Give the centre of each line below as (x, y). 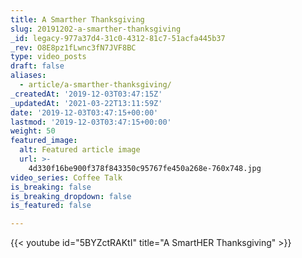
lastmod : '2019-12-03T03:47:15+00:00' (91, 122)
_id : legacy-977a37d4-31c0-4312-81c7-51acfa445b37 (118, 38)
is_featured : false (51, 206)
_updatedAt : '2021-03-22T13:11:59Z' (86, 103)
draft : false (37, 66)
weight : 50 (33, 131)
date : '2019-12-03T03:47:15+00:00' (84, 112)
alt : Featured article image (80, 150)
